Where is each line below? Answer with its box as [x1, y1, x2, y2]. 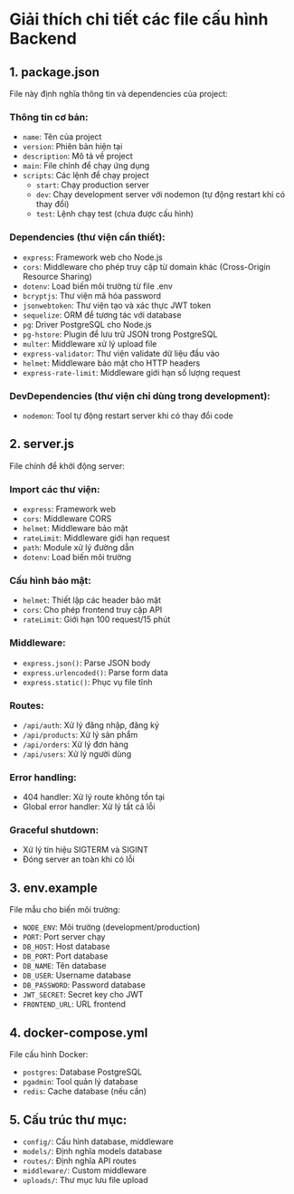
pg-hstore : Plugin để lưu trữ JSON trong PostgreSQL [22, 329, 218, 339]
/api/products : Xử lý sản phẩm [22, 729, 138, 740]
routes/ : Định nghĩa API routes [22, 1155, 138, 1166]
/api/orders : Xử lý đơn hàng [22, 739, 129, 750]
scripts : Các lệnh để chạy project [22, 170, 149, 181]
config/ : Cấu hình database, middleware [22, 1136, 175, 1147]
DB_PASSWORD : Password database [22, 979, 147, 990]
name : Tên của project [22, 131, 102, 142]
